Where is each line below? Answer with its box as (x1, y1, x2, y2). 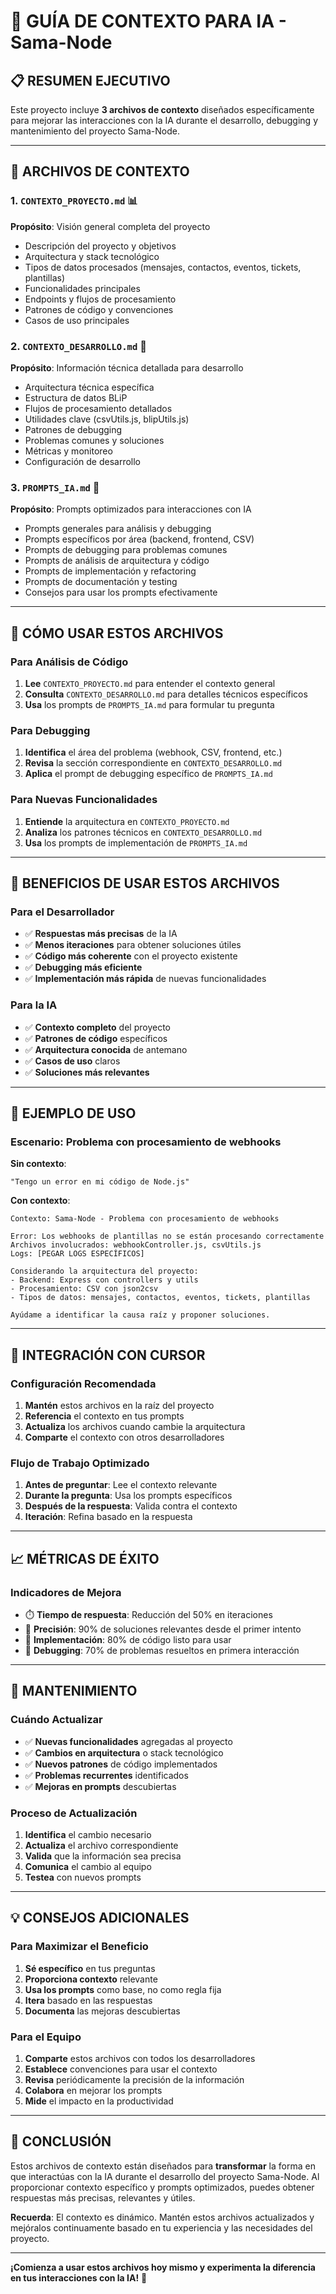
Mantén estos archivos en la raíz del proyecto (24, 1399, 215, 1411)
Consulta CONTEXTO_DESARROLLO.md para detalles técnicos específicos (24, 688, 308, 700)
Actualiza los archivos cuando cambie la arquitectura (24, 1420, 246, 1432)
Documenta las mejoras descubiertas (24, 2005, 181, 2017)
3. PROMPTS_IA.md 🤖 (10, 480, 100, 494)
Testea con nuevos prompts (24, 1871, 142, 1883)
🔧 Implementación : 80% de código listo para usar (24, 1633, 232, 1645)
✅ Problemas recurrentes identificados (24, 1769, 189, 1781)
